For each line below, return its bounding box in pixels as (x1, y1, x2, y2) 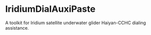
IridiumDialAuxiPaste (5, 3, 96, 15)
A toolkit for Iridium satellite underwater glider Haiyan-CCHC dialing (5, 20, 146, 26)
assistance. (5, 25, 29, 31)
